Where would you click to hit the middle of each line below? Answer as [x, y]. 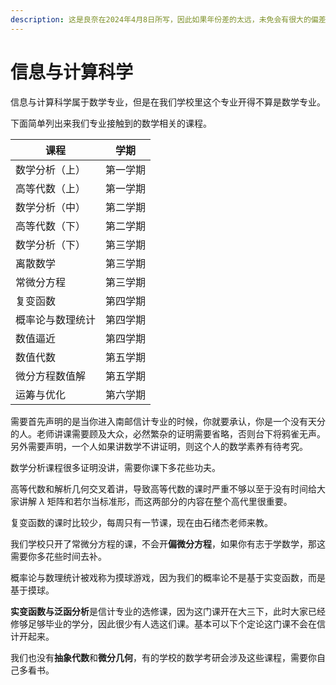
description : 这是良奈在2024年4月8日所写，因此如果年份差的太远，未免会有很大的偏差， [172, 19]
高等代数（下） [51, 226]
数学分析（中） [51, 207]
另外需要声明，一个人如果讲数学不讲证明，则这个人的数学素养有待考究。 [159, 446]
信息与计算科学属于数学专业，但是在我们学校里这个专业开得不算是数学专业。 [168, 102]
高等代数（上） [51, 188]
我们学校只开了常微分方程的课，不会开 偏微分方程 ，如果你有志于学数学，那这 [168, 543]
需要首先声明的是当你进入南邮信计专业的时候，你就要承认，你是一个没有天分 [168, 421]
